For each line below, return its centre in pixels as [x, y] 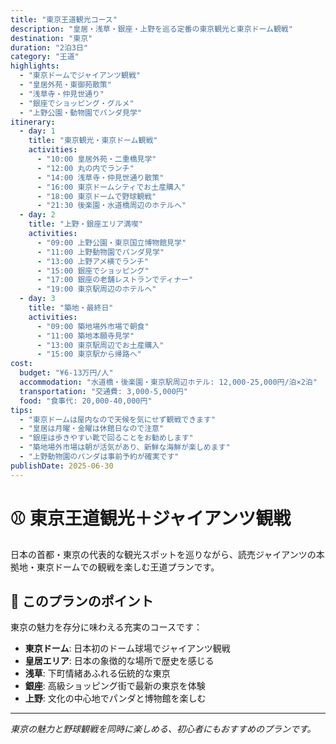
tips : [21, 410]
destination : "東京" [51, 38]
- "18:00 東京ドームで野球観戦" [96, 196]
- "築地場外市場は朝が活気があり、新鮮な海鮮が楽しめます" [125, 447]
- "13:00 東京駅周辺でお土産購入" [100, 345]
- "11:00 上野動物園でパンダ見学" [100, 252]
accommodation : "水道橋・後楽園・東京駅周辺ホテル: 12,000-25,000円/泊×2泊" [168, 382]
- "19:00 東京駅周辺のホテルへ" [96, 289]
